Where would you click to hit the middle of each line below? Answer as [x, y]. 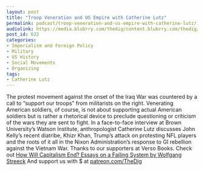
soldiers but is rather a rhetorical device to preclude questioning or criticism [101, 116]
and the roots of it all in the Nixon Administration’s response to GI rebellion [99, 142]
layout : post [23, 12]
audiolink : [20, 29]
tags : [13, 74]
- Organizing [23, 68]
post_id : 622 [23, 35]
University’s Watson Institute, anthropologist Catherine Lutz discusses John [101, 129]
